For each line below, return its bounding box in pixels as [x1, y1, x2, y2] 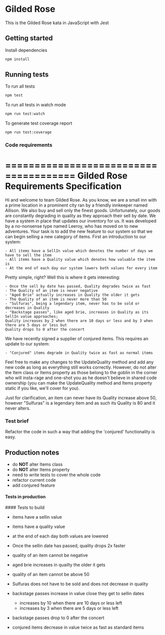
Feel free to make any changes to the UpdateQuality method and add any [5, 359, 154, 365]
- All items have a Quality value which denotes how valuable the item [5, 257, 155, 262]
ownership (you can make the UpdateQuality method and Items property [5, 380, 153, 386]
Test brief [5, 418, 29, 424]
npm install [5, 57, 30, 62]
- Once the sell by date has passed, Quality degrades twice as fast [5, 283, 151, 289]
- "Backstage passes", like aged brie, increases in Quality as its [5, 310, 149, 315]
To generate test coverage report [5, 120, 72, 126]
